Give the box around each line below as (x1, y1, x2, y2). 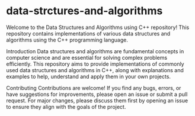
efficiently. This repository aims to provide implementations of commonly (6, 60, 185, 67)
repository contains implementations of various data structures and (6, 30, 171, 37)
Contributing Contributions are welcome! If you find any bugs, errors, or (6, 84, 181, 91)
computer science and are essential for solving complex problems (6, 54, 168, 61)
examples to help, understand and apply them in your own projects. (6, 73, 171, 80)
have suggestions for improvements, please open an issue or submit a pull (6, 91, 188, 98)
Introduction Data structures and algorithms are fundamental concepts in (6, 47, 184, 54)
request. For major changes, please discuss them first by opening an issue (6, 96, 188, 104)
